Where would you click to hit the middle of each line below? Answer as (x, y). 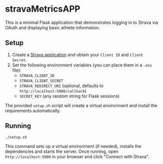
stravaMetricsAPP (43, 9)
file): (17, 70)
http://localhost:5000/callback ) (53, 91)
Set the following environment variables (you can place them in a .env (82, 65)
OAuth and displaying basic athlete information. (53, 27)
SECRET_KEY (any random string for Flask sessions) (69, 96)
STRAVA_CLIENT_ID (37, 76)
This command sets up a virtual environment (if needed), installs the (73, 146)
